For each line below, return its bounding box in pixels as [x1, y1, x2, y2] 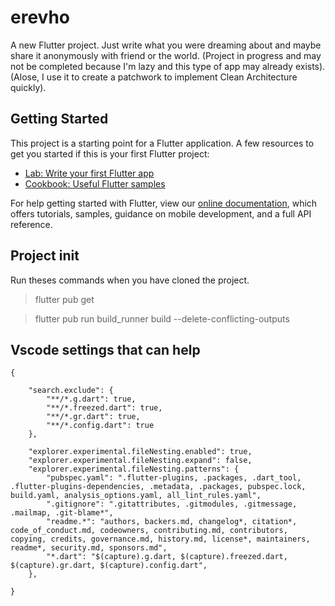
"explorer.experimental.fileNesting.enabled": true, [28, 447, 253, 457]
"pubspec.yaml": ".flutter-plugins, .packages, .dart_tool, [46, 473, 302, 483]
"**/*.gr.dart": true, [46, 412, 141, 422]
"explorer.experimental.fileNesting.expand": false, [28, 456, 253, 466]
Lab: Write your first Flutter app [24, 167, 155, 179]
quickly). [10, 81, 47, 93]
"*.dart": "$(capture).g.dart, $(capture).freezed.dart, [46, 552, 288, 562]
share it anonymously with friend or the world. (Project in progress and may [10, 49, 322, 61]
